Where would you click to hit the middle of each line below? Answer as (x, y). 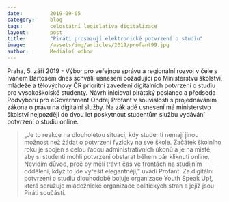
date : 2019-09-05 (44, 13)
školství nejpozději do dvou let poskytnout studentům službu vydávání (106, 114)
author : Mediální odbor (50, 52)
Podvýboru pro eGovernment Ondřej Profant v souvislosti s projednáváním (112, 100)
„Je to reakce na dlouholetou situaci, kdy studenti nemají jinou (111, 134)
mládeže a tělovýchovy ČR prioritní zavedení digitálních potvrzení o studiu (111, 85)
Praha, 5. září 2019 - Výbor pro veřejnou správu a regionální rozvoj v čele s (112, 71)
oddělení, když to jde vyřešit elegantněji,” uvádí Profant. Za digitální (119, 171)
